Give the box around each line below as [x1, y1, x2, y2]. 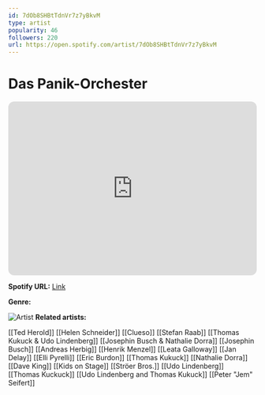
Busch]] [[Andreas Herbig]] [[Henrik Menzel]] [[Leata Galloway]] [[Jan [8, 344, 237, 354]
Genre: [8, 297, 32, 307]
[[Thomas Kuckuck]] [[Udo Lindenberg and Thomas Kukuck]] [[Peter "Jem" [8, 370, 253, 379]
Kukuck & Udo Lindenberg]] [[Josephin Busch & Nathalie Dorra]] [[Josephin [8, 337, 255, 346]
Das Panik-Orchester [8, 75, 148, 93]
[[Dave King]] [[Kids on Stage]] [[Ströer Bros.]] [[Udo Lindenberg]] [8, 361, 225, 371]
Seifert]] [8, 378, 35, 388]
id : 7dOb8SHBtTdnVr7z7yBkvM [8, 11, 101, 20]
